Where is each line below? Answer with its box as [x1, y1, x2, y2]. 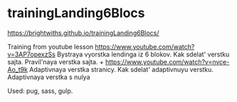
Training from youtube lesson [7, 42, 94, 51]
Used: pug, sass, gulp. [7, 86, 73, 95]
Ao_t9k [7, 65, 28, 73]
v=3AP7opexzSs [7, 50, 56, 58]
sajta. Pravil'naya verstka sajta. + [7, 57, 105, 66]
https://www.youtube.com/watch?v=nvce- [105, 57, 230, 66]
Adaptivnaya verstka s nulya [7, 73, 90, 81]
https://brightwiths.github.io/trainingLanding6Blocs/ [7, 29, 159, 37]
